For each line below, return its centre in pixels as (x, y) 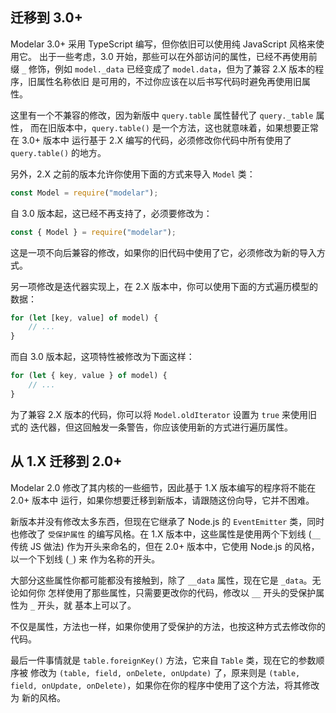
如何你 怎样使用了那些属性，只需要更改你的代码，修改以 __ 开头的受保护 (167, 592)
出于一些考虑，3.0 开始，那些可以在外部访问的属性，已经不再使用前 (178, 56)
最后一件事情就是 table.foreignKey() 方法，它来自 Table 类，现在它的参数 (163, 660)
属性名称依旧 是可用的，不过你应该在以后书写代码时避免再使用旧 (169, 81)
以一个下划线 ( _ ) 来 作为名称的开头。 (85, 559)
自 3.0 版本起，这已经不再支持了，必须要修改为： (111, 213)
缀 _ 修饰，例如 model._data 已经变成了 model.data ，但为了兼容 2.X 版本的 (163, 69)
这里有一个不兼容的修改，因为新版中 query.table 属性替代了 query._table (162, 115)
